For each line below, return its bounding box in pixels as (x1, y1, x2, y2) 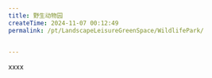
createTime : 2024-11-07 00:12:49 (8, 19, 119, 27)
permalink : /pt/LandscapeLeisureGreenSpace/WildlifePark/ (8, 26, 204, 34)
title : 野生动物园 (8, 11, 64, 20)
